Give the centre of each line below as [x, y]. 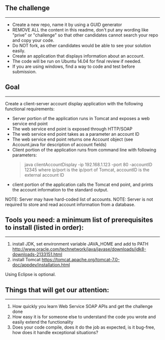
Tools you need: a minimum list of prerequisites [79, 220]
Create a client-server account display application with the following [74, 103]
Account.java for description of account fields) [59, 144]
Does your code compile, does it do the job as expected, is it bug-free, [84, 327]
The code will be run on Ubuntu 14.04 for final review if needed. [77, 61]
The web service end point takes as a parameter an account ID [76, 134]
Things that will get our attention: [57, 290]
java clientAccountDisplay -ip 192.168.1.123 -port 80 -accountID [88, 164]
